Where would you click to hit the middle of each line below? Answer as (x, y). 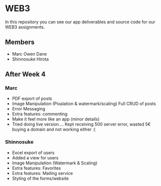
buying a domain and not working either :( (54, 129)
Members (20, 42)
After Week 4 (25, 74)
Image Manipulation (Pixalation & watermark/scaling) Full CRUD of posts (84, 104)
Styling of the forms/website (40, 178)
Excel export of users (33, 153)
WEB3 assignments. (25, 27)
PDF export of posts (32, 99)
